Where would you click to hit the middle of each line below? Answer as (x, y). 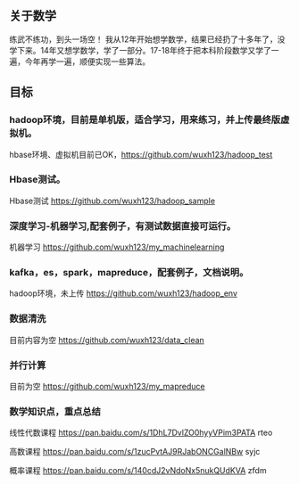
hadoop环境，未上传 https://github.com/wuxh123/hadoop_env (124, 293)
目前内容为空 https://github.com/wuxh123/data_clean (107, 340)
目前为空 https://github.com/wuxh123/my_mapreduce (107, 386)
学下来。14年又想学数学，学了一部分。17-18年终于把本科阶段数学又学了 (141, 50)
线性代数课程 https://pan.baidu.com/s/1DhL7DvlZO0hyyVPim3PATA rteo (141, 433)
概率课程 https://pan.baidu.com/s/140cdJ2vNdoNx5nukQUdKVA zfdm (138, 471)
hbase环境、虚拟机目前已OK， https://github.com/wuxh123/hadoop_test (141, 154)
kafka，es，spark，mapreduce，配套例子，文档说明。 (129, 273)
